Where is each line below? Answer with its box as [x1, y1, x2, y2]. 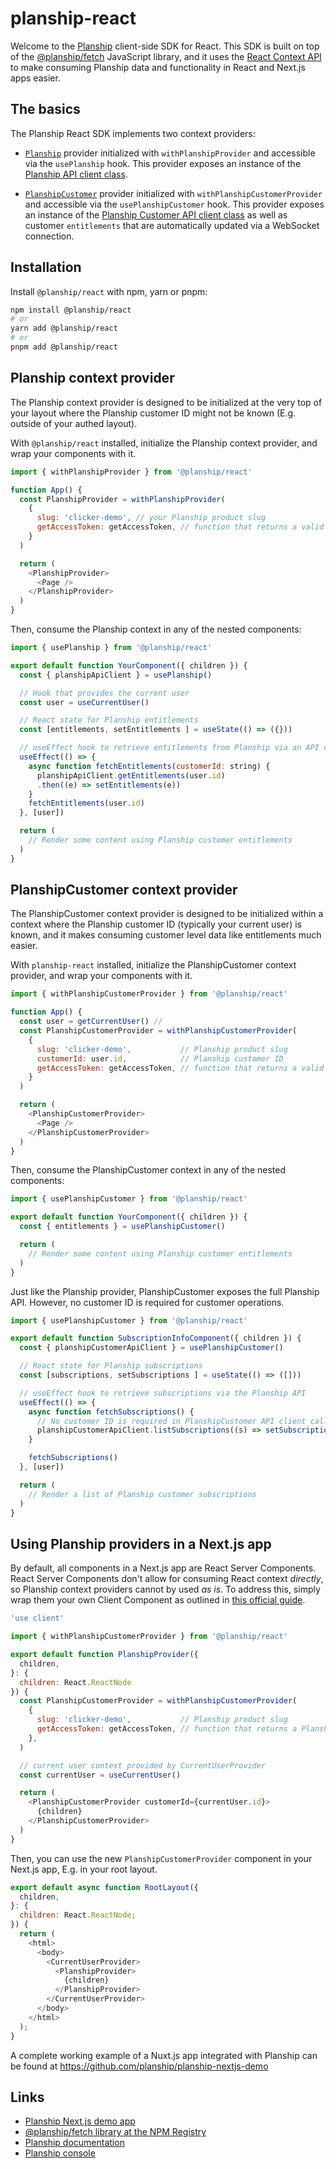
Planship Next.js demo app [24, 2115, 136, 2127]
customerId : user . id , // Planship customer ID [36, 1053, 284, 1064]
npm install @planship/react [10, 305, 132, 315]
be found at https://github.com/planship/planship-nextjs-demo [10, 2060, 269, 2072]
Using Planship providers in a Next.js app [10, 1535, 272, 1552]
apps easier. [10, 72, 61, 84]
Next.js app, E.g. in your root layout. [10, 1863, 158, 1875]
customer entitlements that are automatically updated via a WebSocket [24, 219, 320, 231]
